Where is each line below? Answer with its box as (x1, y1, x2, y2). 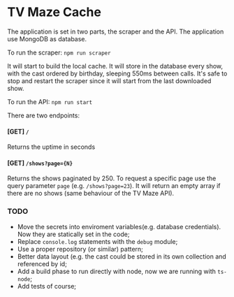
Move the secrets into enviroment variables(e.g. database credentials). (17, 222, 221, 231)
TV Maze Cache (7, 4, 101, 20)
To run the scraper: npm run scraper (7, 48, 111, 57)
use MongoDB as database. (7, 34, 87, 43)
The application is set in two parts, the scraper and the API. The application (7, 27, 224, 36)
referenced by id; (17, 259, 68, 268)
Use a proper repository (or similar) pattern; (17, 245, 143, 253)
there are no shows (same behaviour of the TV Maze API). (7, 189, 175, 198)
